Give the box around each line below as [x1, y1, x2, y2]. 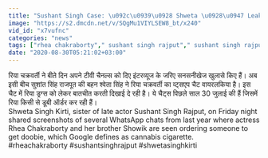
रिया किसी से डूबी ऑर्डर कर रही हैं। [8, 97, 98, 107]
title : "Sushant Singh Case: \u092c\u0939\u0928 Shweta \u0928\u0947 [8, 11, 245, 20]
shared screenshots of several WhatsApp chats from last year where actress [8, 115, 260, 124]
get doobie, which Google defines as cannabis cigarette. [8, 132, 194, 141]
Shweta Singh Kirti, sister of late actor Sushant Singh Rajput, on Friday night [8, 107, 258, 116]
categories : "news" [8, 34, 73, 42]
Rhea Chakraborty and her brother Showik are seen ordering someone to [8, 124, 249, 132]
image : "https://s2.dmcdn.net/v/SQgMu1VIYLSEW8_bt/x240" [8, 19, 202, 27]
